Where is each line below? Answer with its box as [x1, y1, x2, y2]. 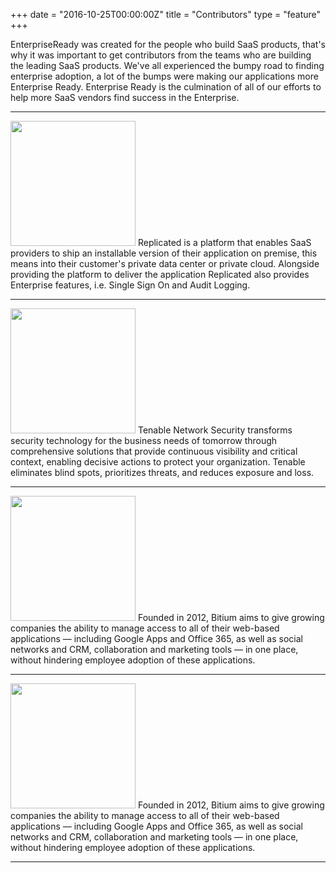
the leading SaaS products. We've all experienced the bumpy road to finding [10, 60, 325, 71]
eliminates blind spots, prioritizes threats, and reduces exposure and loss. [10, 467, 315, 478]
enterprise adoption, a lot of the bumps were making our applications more [10, 70, 319, 82]
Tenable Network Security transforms [137, 424, 293, 436]
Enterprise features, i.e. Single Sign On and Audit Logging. [10, 279, 251, 291]
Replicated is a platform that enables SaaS [137, 237, 312, 248]
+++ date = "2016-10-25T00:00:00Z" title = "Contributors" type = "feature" [10, 9, 322, 20]
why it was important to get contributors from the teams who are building [10, 49, 312, 61]
